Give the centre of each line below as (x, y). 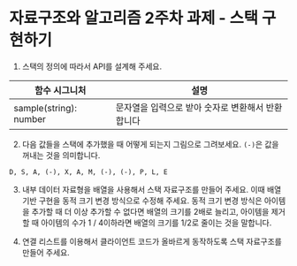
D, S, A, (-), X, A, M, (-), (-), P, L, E (88, 172)
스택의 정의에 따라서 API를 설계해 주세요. (91, 66)
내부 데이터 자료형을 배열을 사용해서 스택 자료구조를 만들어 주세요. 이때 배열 (152, 189)
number (30, 118)
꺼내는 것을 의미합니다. (61, 155)
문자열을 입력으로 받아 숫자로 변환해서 (190, 107)
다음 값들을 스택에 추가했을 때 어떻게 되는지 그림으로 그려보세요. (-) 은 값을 (150, 144)
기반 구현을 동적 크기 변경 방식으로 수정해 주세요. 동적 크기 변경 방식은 (142, 201)
